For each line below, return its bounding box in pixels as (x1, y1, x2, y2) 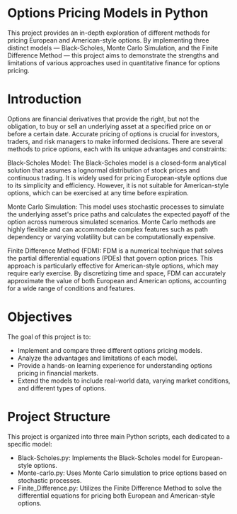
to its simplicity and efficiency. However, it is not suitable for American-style (7, 181, 229, 190)
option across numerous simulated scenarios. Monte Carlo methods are (7, 217, 216, 226)
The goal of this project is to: (7, 332, 91, 341)
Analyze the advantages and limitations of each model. (17, 354, 178, 362)
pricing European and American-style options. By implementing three (7, 35, 209, 44)
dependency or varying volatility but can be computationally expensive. (7, 232, 216, 241)
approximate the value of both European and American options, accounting (7, 276, 226, 285)
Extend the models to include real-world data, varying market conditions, (17, 376, 231, 385)
